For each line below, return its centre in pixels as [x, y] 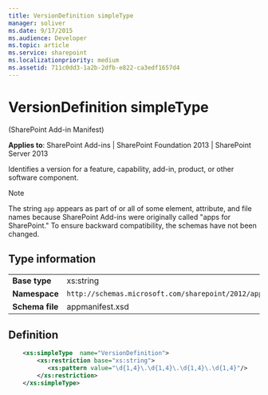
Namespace [36, 293]
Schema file [35, 306]
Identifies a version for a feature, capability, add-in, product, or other [121, 169]
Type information [52, 259]
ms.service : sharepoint [48, 53]
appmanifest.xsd [98, 306]
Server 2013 [28, 154]
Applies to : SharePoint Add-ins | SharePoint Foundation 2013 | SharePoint [130, 145]
